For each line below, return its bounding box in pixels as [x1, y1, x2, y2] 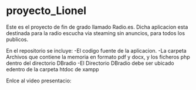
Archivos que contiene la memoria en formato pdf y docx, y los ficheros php [6, 53, 191, 60]
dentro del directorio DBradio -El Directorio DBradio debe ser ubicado [6, 60, 174, 67]
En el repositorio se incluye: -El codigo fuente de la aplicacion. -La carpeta [6, 47, 187, 54]
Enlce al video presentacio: [6, 77, 72, 84]
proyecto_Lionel [6, 4, 87, 18]
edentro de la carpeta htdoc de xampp [6, 65, 99, 72]
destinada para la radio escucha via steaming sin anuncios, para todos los [6, 29, 185, 36]
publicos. [6, 36, 29, 43]
